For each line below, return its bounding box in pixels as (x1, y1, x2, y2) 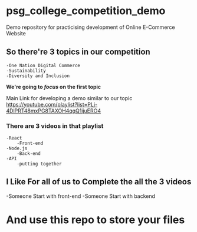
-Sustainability (6, 68, 46, 74)
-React (6, 135, 22, 141)
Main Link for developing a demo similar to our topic (6, 94, 133, 101)
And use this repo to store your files (6, 213, 185, 227)
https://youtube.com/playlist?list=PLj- (6, 101, 98, 108)
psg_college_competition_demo (6, 4, 166, 18)
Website (6, 29, 27, 37)
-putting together (17, 161, 62, 167)
